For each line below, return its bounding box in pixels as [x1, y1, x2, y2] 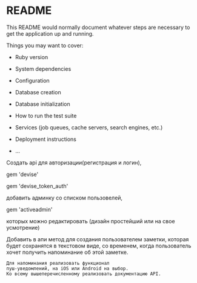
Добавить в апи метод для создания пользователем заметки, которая [6, 235, 189, 242]
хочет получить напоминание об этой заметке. [6, 249, 129, 256]
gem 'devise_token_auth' [6, 182, 68, 189]
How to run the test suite [15, 112, 77, 119]
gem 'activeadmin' [6, 206, 53, 213]
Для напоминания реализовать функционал [6, 260, 110, 266]
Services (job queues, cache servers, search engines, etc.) [15, 123, 163, 131]
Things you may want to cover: [6, 42, 84, 49]
